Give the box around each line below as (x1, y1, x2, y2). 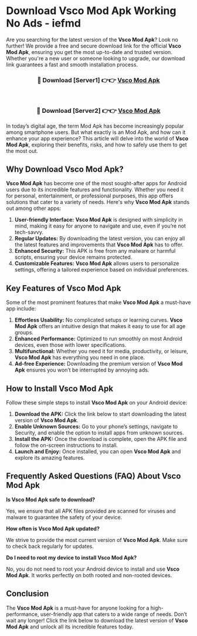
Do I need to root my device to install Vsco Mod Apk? (6, 554, 137, 561)
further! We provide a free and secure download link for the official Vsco (6, 42, 182, 49)
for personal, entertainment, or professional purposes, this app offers (6, 192, 174, 199)
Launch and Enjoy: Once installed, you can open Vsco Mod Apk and (14, 448, 181, 455)
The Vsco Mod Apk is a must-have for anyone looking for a (6, 604, 150, 611)
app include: (6, 305, 36, 312)
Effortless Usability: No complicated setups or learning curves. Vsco (14, 316, 183, 324)
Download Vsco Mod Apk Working (6, 4, 176, 18)
